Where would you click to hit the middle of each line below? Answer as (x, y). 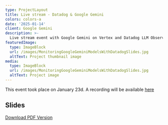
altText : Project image (34, 75)
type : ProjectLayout (27, 10)
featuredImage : (21, 43)
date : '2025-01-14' (25, 24)
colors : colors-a (23, 19)
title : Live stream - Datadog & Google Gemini (54, 15)
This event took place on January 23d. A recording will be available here (80, 89)
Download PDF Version (29, 117)
